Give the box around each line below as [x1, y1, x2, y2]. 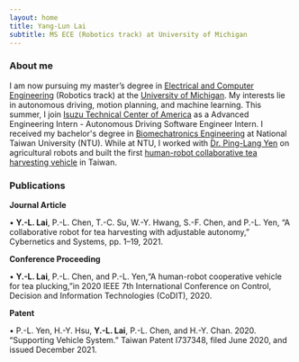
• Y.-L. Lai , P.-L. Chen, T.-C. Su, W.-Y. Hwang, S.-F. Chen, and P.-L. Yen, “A [9, 217, 291, 228]
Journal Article [9, 199, 67, 210]
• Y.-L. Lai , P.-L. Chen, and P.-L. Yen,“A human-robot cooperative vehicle [9, 271, 282, 282]
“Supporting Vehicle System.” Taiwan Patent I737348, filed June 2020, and [9, 334, 288, 345]
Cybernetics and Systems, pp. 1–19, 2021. [9, 236, 164, 247]
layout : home [9, 13, 59, 23]
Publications [9, 179, 66, 192]
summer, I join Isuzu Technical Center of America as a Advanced [9, 109, 249, 120]
